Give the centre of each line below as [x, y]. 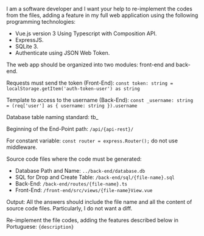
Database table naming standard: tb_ [52, 117]
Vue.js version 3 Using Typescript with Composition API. [86, 33]
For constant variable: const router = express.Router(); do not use [92, 141]
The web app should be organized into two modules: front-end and [90, 64]
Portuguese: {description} [40, 227]
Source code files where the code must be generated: [74, 159]
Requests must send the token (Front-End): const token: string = [90, 83]
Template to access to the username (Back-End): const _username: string [100, 100]
